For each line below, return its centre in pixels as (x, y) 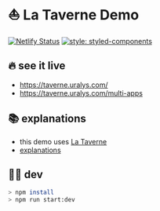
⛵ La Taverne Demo (74, 15)
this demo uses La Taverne (63, 141)
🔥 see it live (37, 66)
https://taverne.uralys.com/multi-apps (81, 93)
